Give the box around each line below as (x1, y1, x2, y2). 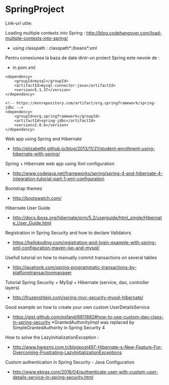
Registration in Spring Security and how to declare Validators (5, 230, 132, 236)
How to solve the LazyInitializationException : (5, 334, 99, 340)
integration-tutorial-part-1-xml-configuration (12, 175, 105, 181)
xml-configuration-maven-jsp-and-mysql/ (12, 245, 100, 251)
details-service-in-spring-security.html (12, 374, 94, 380)
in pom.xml (12, 64, 36, 70)
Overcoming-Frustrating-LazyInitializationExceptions (12, 349, 122, 355)
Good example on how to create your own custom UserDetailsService (5, 304, 150, 310)
